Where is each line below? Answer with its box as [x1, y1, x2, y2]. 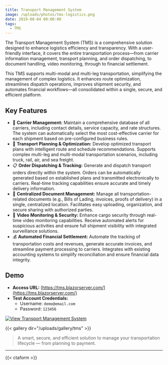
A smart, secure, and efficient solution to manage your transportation [17, 334, 160, 340]
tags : [5, 21, 16, 26]
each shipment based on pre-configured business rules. [12, 135, 128, 141]
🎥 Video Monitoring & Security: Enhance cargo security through [12, 212, 146, 218]
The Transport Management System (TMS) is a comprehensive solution [5, 39, 152, 45]
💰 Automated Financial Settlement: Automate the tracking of [12, 233, 141, 239]
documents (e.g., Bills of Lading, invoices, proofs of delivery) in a [28, 196, 162, 202]
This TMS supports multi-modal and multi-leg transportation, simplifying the [5, 70, 162, 76]
